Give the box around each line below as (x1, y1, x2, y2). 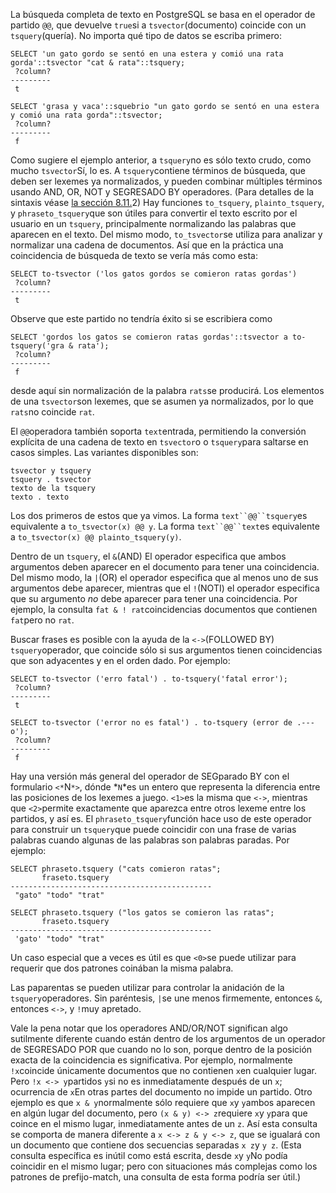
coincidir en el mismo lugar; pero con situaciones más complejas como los (10, 1160, 318, 1172)
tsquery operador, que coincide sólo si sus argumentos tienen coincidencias (10, 644, 323, 656)
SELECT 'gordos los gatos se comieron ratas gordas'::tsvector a (10, 332, 288, 342)
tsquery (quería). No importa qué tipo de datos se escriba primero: (10, 30, 282, 41)
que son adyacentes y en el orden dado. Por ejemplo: (10, 655, 231, 666)
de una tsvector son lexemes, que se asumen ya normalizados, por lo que (10, 395, 314, 407)
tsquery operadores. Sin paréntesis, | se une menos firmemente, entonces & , (10, 992, 323, 1004)
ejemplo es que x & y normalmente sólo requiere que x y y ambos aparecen (10, 1097, 316, 1108)
